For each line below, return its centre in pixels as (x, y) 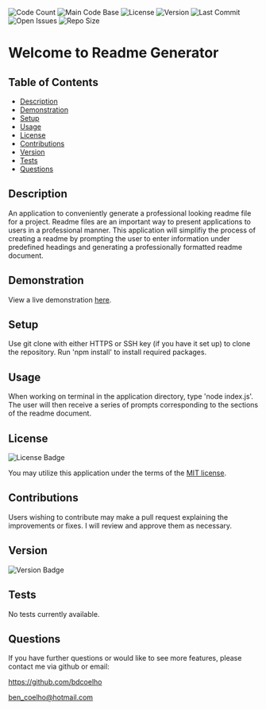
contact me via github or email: (59, 667)
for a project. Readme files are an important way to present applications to (130, 221)
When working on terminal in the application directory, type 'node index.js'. (131, 396)
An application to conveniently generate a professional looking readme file (130, 213)
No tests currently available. (54, 614)
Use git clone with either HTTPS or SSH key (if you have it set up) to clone (129, 344)
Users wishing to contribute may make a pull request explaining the (118, 517)
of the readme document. (50, 413)
